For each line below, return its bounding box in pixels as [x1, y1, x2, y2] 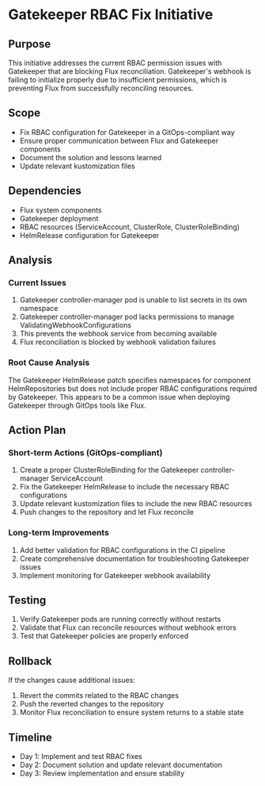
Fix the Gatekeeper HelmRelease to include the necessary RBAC [19, 482, 229, 492]
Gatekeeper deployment [19, 213, 99, 223]
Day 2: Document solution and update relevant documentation [19, 760, 223, 770]
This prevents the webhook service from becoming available [19, 329, 218, 339]
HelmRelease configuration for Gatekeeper [19, 230, 160, 240]
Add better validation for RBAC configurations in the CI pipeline [19, 545, 225, 554]
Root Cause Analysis [8, 357, 90, 368]
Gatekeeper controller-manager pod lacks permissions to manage [19, 312, 235, 322]
